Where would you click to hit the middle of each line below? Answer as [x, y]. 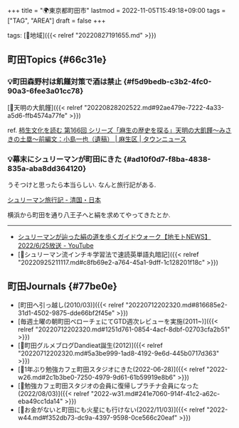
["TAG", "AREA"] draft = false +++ [57, 21]
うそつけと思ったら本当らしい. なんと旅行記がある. [82, 185]
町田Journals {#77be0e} [62, 286]
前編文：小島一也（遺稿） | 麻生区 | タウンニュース [112, 139]
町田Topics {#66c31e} [57, 60]
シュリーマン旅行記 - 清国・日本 [54, 199]
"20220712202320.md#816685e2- [176, 304]
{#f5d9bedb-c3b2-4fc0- [168, 82]
